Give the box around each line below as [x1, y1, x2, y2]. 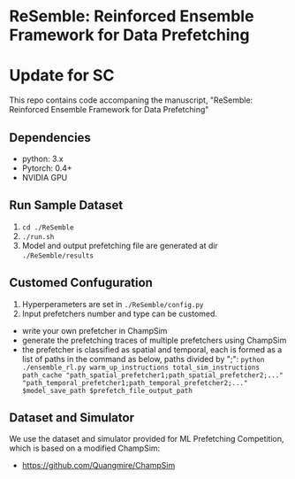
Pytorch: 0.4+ [21, 162, 72, 174]
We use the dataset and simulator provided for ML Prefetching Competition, [9, 434, 284, 444]
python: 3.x [21, 153, 64, 164]
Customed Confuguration [9, 275, 153, 290]
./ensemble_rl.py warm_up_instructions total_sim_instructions [21, 363, 261, 372]
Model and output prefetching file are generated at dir [21, 240, 218, 251]
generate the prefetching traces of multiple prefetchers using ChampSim [21, 335, 287, 345]
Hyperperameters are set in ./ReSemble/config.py [21, 298, 204, 309]
